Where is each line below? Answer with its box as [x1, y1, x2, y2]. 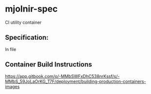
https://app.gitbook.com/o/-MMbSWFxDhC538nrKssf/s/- [5, 73, 120, 79]
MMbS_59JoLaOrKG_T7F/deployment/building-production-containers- [5, 78, 147, 84]
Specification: [5, 33, 49, 42]
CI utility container [5, 19, 42, 25]
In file [5, 46, 17, 52]
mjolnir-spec [5, 3, 58, 15]
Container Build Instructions [5, 61, 92, 69]
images [5, 83, 20, 89]
